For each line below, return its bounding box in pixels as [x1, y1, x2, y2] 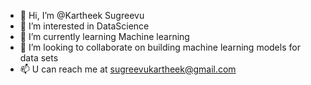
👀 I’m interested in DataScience [19, 20, 150, 32]
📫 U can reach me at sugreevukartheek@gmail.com [19, 63, 237, 75]
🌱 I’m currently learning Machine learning [19, 31, 190, 42]
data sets [19, 52, 59, 64]
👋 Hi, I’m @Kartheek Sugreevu [19, 10, 145, 21]
